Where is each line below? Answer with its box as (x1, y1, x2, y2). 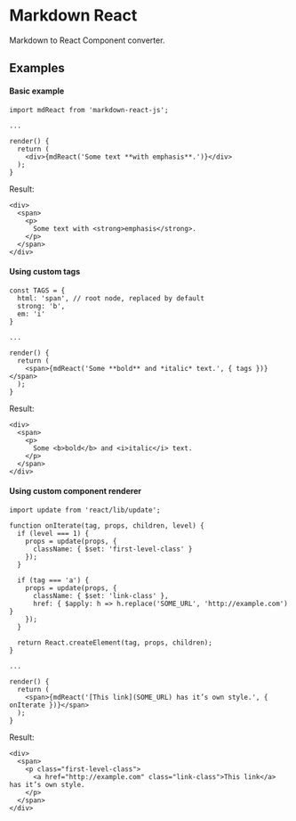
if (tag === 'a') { (17, 576, 90, 585)
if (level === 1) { (17, 529, 90, 538)
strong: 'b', (17, 301, 66, 310)
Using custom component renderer (9, 486, 142, 497)
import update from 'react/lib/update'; (9, 505, 162, 514)
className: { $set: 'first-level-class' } (32, 545, 193, 554)
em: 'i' (17, 309, 46, 318)
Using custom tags (9, 267, 81, 277)
